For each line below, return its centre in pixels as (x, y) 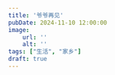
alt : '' (35, 45)
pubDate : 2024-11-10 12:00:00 (58, 23)
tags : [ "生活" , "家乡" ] (45, 52)
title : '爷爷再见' (36, 15)
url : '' (35, 37)
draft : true (28, 59)
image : (19, 30)
